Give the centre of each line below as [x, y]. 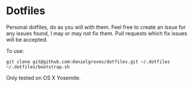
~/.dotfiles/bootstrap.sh [38, 67]
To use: [15, 51]
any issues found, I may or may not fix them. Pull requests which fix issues [97, 33]
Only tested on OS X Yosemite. [43, 78]
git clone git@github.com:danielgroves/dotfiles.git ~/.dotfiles [88, 62]
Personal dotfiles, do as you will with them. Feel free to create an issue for [96, 27]
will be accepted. [27, 39]
